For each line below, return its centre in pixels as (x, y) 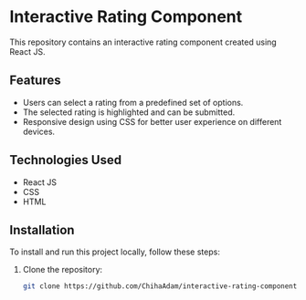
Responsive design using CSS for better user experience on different (152, 121)
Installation (42, 230)
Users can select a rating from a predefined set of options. (133, 102)
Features (35, 81)
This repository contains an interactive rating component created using (143, 42)
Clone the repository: (63, 270)
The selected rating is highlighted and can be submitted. (129, 112)
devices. (39, 131)
